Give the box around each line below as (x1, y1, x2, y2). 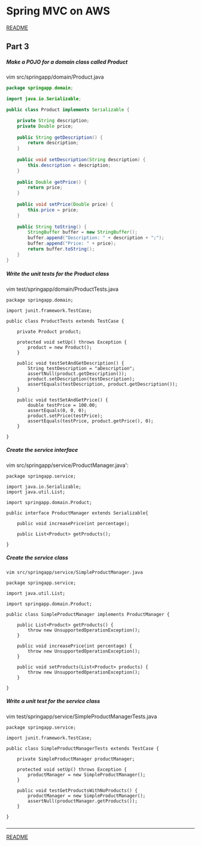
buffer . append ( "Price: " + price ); (28, 240, 117, 247)
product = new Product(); (28, 344, 93, 350)
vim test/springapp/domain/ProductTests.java (6, 285, 118, 293)
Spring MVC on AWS (6, 4, 111, 18)
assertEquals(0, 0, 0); (28, 407, 87, 413)
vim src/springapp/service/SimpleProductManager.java (6, 569, 144, 575)
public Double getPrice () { (17, 179, 87, 185)
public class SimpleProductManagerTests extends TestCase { (6, 745, 160, 752)
